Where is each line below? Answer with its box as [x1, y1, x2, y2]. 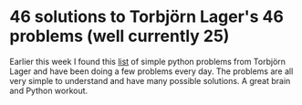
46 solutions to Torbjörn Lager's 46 [9, 6, 285, 27]
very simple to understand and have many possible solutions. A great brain [9, 75, 291, 86]
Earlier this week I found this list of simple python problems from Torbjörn [9, 56, 286, 67]
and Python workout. [9, 85, 89, 96]
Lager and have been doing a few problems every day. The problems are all [9, 66, 294, 77]
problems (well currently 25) [9, 26, 230, 47]
